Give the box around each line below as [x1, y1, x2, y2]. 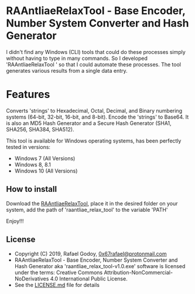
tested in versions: [6, 143, 51, 150]
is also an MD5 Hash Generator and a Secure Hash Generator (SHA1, [6, 119, 172, 127]
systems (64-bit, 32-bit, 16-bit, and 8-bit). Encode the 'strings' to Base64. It [6, 113, 189, 120]
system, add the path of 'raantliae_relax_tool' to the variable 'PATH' [6, 206, 168, 213]
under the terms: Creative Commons [14, 269, 103, 276]
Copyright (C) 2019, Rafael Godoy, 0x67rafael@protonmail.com [14, 250, 167, 257]
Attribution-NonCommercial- [104, 269, 173, 276]
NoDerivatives [14, 275, 49, 282]
